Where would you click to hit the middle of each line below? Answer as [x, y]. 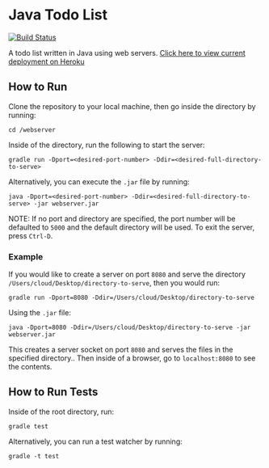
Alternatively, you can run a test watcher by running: [96, 441]
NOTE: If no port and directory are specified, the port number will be [122, 218]
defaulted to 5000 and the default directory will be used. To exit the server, [132, 227]
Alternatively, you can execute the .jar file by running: [99, 181]
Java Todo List [58, 15]
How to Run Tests [53, 392]
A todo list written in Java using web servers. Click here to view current [127, 53]
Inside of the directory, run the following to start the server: [107, 145]
